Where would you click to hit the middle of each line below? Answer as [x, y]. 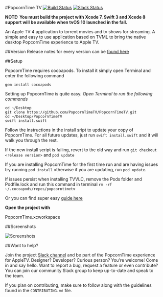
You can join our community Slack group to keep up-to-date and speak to [79, 271]
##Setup [14, 61]
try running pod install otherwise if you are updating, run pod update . [76, 170]
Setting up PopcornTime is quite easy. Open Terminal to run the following [79, 94]
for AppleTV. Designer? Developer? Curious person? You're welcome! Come [81, 260]
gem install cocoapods [28, 85]
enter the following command [35, 76]
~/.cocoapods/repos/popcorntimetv [40, 189]
